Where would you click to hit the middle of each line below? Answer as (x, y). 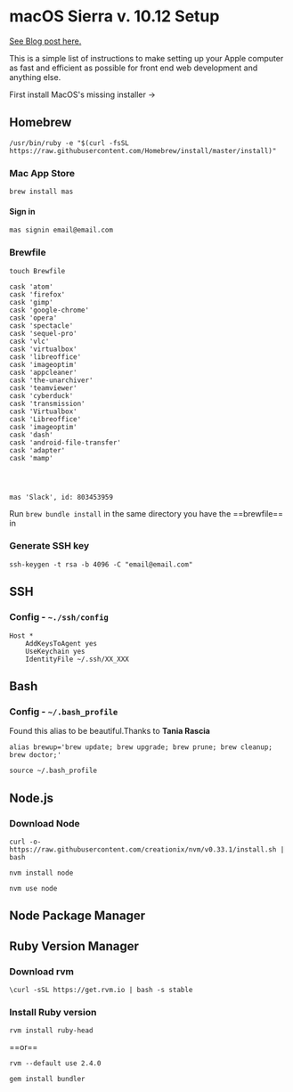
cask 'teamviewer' (43, 388)
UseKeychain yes (56, 651)
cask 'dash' (31, 435)
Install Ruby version (53, 1012)
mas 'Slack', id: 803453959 (61, 497)
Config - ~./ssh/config (59, 617)
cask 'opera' (33, 318)
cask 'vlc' (29, 341)
